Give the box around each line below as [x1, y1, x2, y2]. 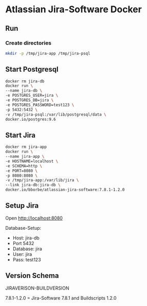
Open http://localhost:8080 [5, 215, 63, 221]
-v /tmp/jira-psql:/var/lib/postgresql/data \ [5, 112, 107, 117]
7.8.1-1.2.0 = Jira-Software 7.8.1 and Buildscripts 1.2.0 [5, 295, 117, 301]
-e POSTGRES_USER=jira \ [5, 93, 58, 98]
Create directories [5, 39, 52, 47]
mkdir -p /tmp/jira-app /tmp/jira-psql [5, 51, 91, 56]
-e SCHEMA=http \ [5, 163, 43, 168]
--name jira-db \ [5, 88, 43, 93]
